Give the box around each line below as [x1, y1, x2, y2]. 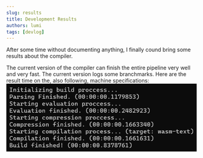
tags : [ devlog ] [6, 29, 45, 35]
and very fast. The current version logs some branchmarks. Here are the [6, 71, 187, 78]
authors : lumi [6, 22, 42, 28]
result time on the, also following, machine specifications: [6, 77, 149, 84]
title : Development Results [6, 16, 77, 22]
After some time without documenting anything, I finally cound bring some [6, 46, 192, 54]
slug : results [6, 10, 42, 16]
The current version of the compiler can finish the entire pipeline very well [6, 64, 191, 72]
